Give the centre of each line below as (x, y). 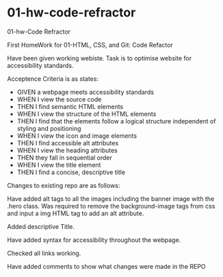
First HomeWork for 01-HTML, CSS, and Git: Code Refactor (90, 45)
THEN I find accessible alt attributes (68, 143)
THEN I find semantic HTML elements (70, 106)
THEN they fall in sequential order (65, 157)
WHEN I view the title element (59, 165)
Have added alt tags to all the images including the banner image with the (111, 198)
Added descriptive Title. (41, 226)
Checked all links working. (44, 253)
